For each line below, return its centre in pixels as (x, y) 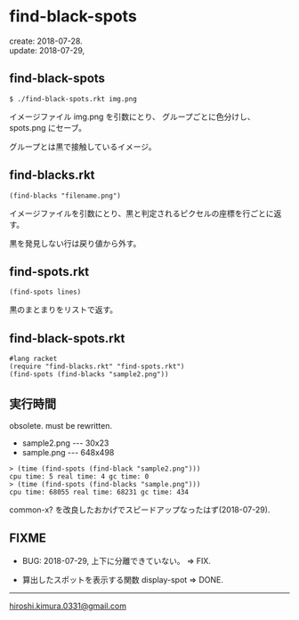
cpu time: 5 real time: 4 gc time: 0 (79, 477)
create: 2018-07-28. (46, 41)
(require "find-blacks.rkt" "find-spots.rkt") (97, 366)
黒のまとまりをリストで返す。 (64, 310)
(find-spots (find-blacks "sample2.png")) (89, 374)
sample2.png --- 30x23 (65, 443)
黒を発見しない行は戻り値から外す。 (75, 243)
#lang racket (33, 359)
